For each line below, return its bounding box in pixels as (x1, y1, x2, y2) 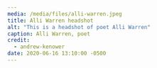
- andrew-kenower (13, 43, 65, 50)
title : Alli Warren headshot (7, 17, 94, 24)
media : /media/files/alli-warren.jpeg (7, 10, 122, 18)
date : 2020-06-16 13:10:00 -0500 (7, 50, 107, 57)
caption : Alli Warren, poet (7, 30, 91, 38)
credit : (7, 37, 31, 44)
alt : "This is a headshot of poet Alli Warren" (7, 23, 151, 30)
